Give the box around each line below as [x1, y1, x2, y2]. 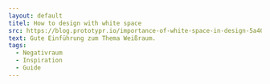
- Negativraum [15, 49, 63, 57]
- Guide [15, 64, 42, 72]
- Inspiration [15, 57, 63, 65]
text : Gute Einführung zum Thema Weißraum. [8, 34, 157, 42]
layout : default [8, 11, 63, 20]
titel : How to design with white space [8, 19, 142, 27]
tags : [8, 42, 27, 50]
